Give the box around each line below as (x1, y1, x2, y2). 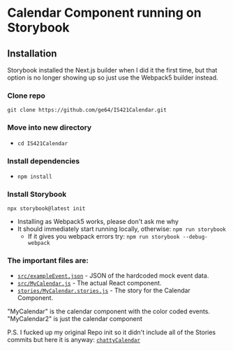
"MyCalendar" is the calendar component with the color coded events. (7, 307, 211, 315)
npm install (17, 173, 52, 180)
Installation (7, 47, 57, 59)
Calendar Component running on (7, 5, 202, 21)
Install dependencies (7, 156, 80, 165)
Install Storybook (7, 189, 67, 199)
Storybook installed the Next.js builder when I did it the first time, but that (7, 66, 218, 74)
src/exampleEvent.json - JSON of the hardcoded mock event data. (17, 271, 209, 280)
